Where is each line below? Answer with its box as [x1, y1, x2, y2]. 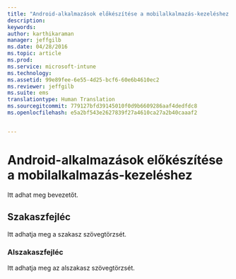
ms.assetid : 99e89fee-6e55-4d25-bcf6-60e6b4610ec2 [7, 76, 160, 84]
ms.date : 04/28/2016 [7, 43, 69, 50]
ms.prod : [7, 57, 33, 64]
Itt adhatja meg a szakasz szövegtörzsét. [7, 229, 127, 238]
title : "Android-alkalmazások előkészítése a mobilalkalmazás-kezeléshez [7, 10, 230, 18]
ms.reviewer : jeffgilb [7, 83, 74, 90]
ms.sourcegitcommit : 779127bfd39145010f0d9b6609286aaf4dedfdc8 [7, 103, 198, 110]
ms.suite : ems [7, 89, 49, 96]
